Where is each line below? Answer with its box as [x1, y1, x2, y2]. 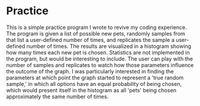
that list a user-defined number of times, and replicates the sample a [6, 36, 175, 43]
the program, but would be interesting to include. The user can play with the [6, 55, 193, 62]
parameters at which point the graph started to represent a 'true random [6, 74, 184, 81]
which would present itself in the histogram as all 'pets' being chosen [6, 86, 177, 94]
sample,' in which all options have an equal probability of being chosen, [6, 80, 182, 87]
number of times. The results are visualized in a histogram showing [26, 43, 192, 50]
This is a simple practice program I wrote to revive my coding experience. [6, 24, 187, 31]
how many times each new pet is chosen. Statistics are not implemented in [6, 49, 190, 56]
